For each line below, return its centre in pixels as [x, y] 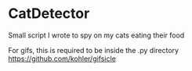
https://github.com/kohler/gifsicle [62, 59]
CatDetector [49, 14]
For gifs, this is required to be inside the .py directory [93, 50]
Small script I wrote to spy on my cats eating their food [96, 35]
